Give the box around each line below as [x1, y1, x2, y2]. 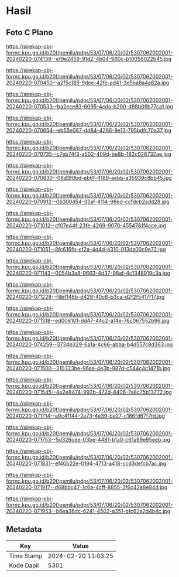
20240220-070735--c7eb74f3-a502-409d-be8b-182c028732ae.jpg [6, 151, 171, 158]
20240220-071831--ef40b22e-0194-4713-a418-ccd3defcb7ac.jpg [6, 460, 167, 467]
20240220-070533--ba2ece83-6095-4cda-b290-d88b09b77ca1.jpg [6, 103, 174, 110]
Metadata [6, 524, 42, 534]
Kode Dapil [9, 561, 39, 569]
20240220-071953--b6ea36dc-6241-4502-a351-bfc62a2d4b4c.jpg [6, 508, 171, 514]
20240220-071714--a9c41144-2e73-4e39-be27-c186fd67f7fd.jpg [6, 412, 166, 419]
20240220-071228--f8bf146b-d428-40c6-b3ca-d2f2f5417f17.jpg [6, 293, 165, 300]
